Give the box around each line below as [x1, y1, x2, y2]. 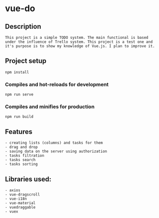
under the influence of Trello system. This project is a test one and [5, 39, 153, 44]
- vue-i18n [5, 197, 27, 201]
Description [5, 22, 41, 31]
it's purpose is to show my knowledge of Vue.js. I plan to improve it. [5, 44, 155, 49]
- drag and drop [5, 145, 38, 150]
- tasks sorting [5, 162, 38, 167]
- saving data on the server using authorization [5, 149, 108, 154]
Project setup [5, 57, 47, 65]
